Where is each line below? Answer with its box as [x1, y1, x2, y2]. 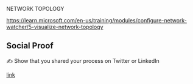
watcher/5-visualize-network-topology [6, 24, 104, 30]
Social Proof [6, 40, 54, 51]
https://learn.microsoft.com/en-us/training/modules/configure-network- [6, 17, 188, 24]
